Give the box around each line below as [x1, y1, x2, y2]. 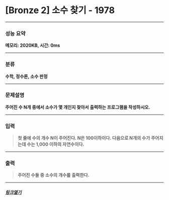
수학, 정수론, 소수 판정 [5, 73, 48, 79]
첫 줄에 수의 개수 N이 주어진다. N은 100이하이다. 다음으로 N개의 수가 [17, 135, 150, 141]
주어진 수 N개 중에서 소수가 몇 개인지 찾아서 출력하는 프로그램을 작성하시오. [5, 104, 150, 110]
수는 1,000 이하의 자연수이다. [27, 141, 84, 147]
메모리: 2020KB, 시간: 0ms [5, 42, 60, 48]
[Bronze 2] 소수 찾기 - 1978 [5, 5, 115, 16]
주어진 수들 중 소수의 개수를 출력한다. [17, 172, 90, 178]
